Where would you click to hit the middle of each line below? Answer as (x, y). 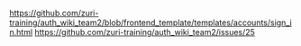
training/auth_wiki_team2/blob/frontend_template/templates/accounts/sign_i (151, 23)
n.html (21, 32)
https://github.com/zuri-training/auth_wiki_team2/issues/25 (145, 32)
